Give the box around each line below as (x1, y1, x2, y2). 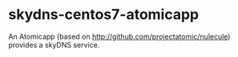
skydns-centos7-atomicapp (8, 6, 200, 24)
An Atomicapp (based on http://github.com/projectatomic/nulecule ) (8, 32, 231, 41)
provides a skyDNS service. (8, 40, 100, 49)
